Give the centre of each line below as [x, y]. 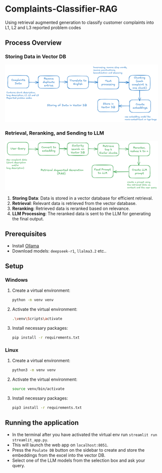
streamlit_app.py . [30, 439]
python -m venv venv [33, 300]
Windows [16, 280]
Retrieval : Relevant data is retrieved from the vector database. [74, 203]
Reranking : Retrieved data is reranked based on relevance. [71, 208]
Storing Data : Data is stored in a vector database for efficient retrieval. [82, 198]
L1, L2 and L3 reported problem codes [43, 27]
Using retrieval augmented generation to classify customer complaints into [80, 22]
